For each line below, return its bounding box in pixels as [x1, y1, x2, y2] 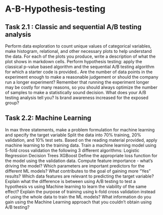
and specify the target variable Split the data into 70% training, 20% [5, 132, 142, 138]
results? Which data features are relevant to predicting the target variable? [5, 173, 154, 179]
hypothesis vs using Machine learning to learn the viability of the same [5, 183, 147, 189]
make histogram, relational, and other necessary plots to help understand [5, 49, 152, 54]
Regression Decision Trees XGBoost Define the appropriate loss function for [5, 152, 158, 158]
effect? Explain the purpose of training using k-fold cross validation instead [5, 188, 156, 195]
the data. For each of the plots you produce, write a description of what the [5, 53, 156, 59]
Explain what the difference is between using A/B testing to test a [5, 178, 136, 184]
